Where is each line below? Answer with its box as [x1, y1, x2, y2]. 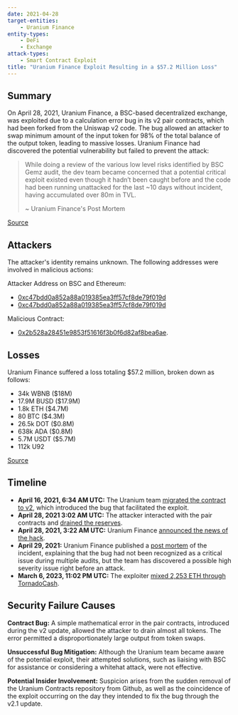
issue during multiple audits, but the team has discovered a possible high [17, 556, 232, 565]
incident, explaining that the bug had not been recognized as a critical [17, 548, 222, 557]
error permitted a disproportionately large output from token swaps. [7, 634, 206, 642]
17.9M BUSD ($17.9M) [17, 397, 80, 406]
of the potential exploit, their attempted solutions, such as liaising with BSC [7, 655, 227, 664]
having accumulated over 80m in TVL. [24, 190, 136, 200]
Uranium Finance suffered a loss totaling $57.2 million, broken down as [7, 368, 215, 376]
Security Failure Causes [7, 600, 116, 612]
